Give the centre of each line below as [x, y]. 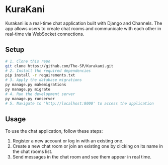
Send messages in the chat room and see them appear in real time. [82, 157]
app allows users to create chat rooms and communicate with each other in [83, 28]
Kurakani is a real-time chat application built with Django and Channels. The [84, 23]
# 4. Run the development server [40, 94]
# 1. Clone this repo [28, 61]
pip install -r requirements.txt [40, 75]
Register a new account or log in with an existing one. [68, 141]
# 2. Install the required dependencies [48, 71]
